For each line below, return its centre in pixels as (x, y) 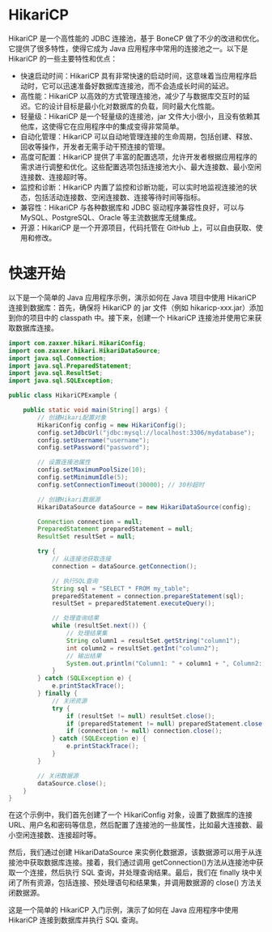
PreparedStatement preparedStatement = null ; (116, 529)
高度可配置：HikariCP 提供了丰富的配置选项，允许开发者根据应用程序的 (138, 156)
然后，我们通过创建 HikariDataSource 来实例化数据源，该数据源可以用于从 (132, 853)
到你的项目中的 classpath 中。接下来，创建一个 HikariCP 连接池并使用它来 (132, 317)
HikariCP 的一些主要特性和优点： (63, 58)
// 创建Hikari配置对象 (72, 417)
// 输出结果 (84, 656)
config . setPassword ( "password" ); (94, 448)
